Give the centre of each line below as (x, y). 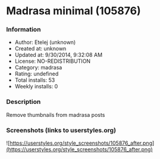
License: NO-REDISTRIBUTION (53, 61)
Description (23, 102)
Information (23, 30)
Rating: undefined (37, 74)
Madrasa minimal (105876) (73, 11)
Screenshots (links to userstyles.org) (61, 130)
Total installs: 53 (35, 80)
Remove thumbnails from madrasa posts (56, 115)
